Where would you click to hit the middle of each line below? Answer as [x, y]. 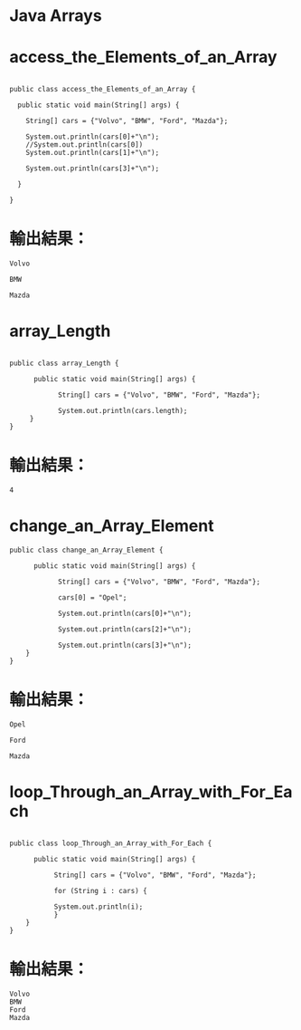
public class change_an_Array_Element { [87, 550]
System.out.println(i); [99, 907]
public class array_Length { [64, 363]
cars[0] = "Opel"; [92, 597]
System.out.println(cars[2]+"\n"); [125, 629]
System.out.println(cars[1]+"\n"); [93, 153]
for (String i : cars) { [100, 890]
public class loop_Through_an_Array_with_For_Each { [111, 843]
